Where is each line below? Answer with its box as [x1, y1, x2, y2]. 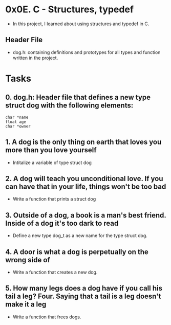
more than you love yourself [5, 146, 97, 155]
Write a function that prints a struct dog [12, 196, 96, 202]
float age [5, 119, 27, 124]
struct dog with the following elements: [5, 101, 134, 110]
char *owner [5, 123, 31, 129]
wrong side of [5, 256, 50, 264]
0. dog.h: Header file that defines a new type [5, 93, 151, 102]
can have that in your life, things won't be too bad [5, 182, 166, 191]
